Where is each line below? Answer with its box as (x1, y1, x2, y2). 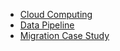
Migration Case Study (19, 30, 110, 41)
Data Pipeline (19, 19, 75, 31)
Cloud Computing (19, 9, 93, 20)
